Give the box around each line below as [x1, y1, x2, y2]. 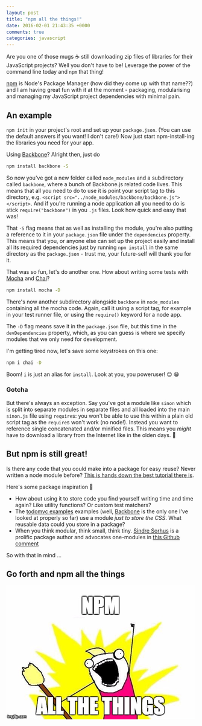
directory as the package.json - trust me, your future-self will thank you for [6, 250, 192, 257]
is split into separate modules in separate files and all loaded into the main [6, 406, 190, 413]
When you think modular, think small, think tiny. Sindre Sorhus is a [14, 527, 179, 534]
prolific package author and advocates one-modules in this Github [14, 533, 180, 540]
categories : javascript [6, 35, 66, 42]
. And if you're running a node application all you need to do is [30, 199, 185, 207]
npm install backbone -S [6, 163, 69, 169]
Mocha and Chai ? [6, 274, 50, 282]
